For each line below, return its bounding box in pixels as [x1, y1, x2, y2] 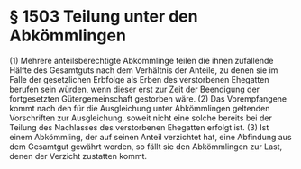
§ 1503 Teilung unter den [9, 6, 198, 27]
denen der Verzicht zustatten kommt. [9, 150, 147, 161]
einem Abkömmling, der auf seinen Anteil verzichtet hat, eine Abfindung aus [9, 131, 292, 142]
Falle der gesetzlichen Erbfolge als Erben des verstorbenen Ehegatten [9, 74, 269, 84]
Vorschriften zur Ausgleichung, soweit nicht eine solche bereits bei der [9, 112, 272, 123]
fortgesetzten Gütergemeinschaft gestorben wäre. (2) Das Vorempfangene [9, 93, 287, 104]
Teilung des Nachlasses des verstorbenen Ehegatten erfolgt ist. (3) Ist [9, 121, 269, 132]
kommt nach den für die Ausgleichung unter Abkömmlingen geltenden [9, 102, 270, 113]
